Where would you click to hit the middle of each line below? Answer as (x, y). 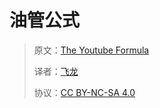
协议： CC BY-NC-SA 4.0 (84, 92)
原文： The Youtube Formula (91, 50)
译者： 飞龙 (56, 71)
